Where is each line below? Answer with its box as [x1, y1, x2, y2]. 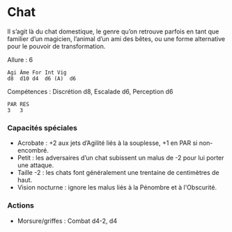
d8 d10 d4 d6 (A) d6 [7, 75, 77, 82]
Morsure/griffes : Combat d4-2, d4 [17, 217, 117, 225]
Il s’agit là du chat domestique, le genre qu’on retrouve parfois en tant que [7, 27, 219, 36]
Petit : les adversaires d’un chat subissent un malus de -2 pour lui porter [17, 154, 224, 162]
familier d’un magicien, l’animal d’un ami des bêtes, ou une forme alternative [7, 34, 225, 42]
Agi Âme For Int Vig [7, 69, 68, 76]
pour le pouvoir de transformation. [7, 42, 106, 50]
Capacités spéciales [7, 123, 78, 132]
